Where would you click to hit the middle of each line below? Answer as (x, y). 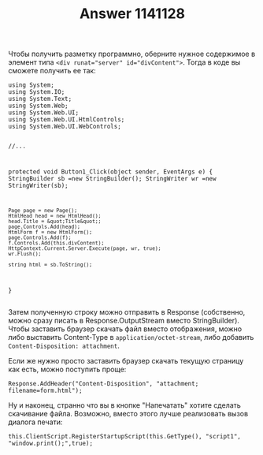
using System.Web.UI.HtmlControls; (67, 120)
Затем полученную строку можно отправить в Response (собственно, (127, 311)
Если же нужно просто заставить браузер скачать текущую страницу (126, 360)
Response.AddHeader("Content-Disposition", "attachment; (104, 383)
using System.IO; (37, 92)
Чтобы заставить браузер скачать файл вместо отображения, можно (125, 329)
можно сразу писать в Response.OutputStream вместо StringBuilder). (124, 320)
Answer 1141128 (132, 14)
